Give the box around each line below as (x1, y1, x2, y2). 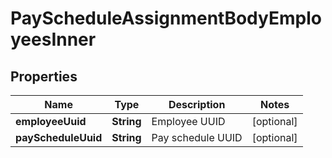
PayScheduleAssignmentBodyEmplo (10, 7, 322, 30)
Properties (10, 68, 78, 85)
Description (168, 98, 226, 111)
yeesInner (10, 28, 97, 51)
